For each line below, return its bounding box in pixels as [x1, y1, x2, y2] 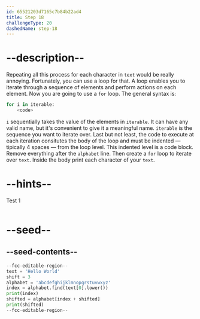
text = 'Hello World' [6, 268, 60, 274]
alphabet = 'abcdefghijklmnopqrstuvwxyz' [6, 279, 111, 285]
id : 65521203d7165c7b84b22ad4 [6, 8, 82, 15]
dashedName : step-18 [6, 25, 58, 32]
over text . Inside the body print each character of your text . [6, 156, 155, 163]
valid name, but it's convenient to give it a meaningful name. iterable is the [6, 124, 193, 132]
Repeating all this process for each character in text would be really [6, 71, 174, 78]
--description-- [6, 51, 85, 65]
